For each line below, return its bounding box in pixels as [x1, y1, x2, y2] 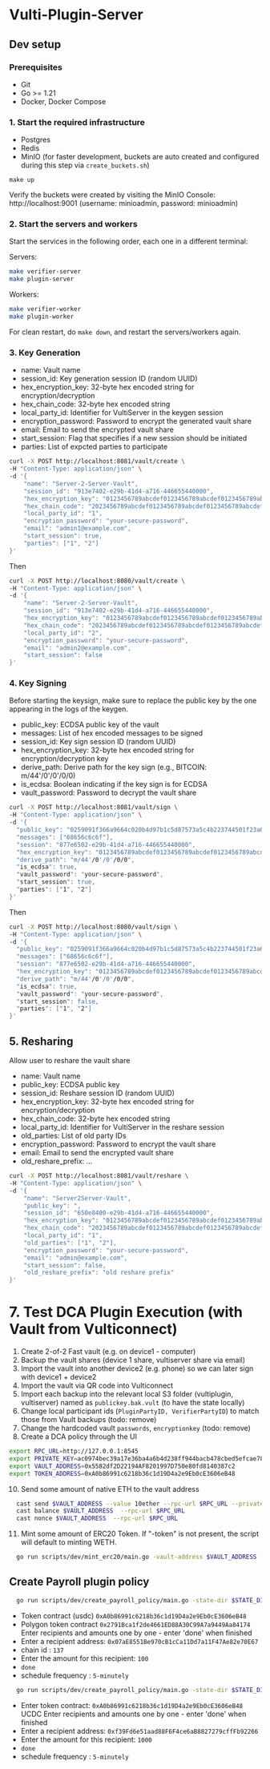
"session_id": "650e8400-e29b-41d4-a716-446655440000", [23, 1209, 215, 1217]
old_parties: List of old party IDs [20, 1131, 127, 1140]
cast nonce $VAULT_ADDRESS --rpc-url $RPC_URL [16, 1514, 179, 1523]
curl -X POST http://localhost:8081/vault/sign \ [9, 804, 179, 812]
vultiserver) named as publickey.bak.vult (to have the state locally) [20, 1398, 245, 1408]
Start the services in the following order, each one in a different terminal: [9, 236, 248, 246]
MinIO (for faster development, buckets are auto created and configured [20, 152, 260, 162]
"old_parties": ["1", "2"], [23, 1239, 117, 1247]
